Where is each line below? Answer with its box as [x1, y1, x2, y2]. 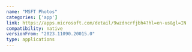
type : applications [6, 36, 55, 42]
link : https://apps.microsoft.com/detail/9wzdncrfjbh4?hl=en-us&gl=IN [6, 20, 187, 26]
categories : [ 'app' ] [6, 14, 58, 20]
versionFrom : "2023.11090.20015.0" [6, 31, 95, 37]
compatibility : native [6, 25, 63, 32]
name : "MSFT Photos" [6, 8, 58, 15]
